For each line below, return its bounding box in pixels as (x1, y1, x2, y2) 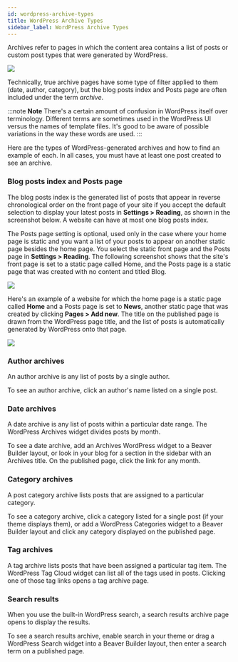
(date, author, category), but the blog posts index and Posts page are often (7, 86, 227, 94)
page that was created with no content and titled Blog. (7, 267, 167, 275)
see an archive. (7, 158, 53, 168)
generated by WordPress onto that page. (7, 325, 127, 333)
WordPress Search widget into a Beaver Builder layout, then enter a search (7, 639, 227, 648)
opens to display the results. (7, 618, 90, 626)
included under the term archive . (7, 93, 104, 102)
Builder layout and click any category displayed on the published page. (7, 527, 216, 536)
